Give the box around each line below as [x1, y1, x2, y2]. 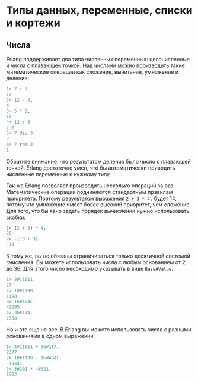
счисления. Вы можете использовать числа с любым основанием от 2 [6, 259, 186, 265]
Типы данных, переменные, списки [6, 4, 193, 17]
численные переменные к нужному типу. [6, 170, 111, 177]
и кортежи [6, 16, 60, 30]
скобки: [6, 214, 25, 221]
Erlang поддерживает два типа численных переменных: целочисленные [6, 56, 190, 62]
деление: [6, 75, 30, 82]
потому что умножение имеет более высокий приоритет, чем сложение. [6, 201, 191, 208]
